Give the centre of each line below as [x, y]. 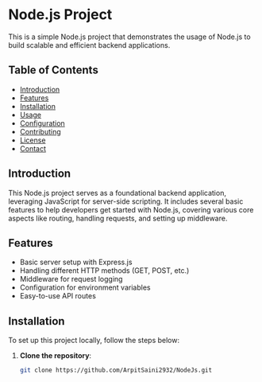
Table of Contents [54, 70]
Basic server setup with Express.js [76, 262]
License [33, 140]
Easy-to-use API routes [58, 296]
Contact [33, 148]
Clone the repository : [56, 356]
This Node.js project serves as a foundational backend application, [117, 193]
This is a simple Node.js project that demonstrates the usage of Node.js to [130, 37]
